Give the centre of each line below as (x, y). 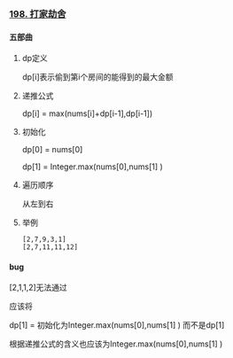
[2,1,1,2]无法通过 (39, 288)
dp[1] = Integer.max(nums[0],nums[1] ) (93, 167)
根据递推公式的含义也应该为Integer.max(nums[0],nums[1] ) (116, 344)
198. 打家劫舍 (38, 13)
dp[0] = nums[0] (52, 150)
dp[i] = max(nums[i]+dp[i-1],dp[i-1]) (87, 113)
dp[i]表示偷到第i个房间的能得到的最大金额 (97, 77)
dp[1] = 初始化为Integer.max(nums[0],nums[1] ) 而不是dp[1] (117, 325)
